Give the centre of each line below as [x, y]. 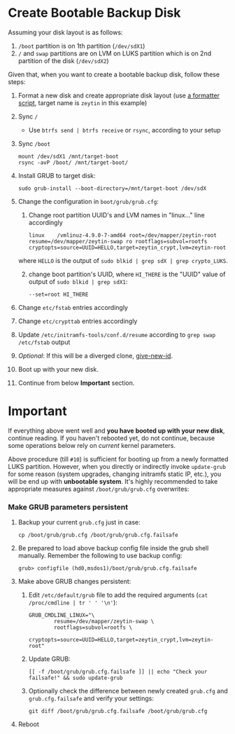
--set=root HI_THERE [58, 294]
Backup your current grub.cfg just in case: [79, 522]
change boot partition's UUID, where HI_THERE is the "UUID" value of [127, 274]
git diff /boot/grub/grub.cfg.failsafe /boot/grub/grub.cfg [118, 712]
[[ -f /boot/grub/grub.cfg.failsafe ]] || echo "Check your [118, 672]
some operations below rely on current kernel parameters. [92, 445]
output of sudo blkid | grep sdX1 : [78, 281]
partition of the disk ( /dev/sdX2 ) [63, 60]
